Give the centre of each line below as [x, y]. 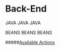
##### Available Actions [30, 42]
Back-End [26, 9]
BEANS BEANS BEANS [29, 32]
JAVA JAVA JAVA [23, 23]
